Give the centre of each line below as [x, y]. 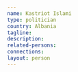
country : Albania [32, 26]
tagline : [19, 33]
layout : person [29, 58]
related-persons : [32, 45]
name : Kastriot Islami [39, 13]
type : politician [32, 20]
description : [26, 39]
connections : [26, 52]
